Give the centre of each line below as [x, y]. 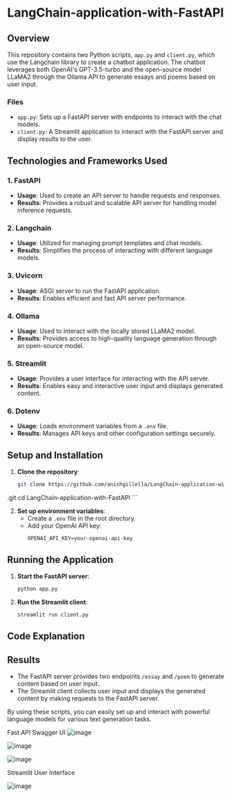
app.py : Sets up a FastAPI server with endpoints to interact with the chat [119, 117]
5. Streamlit [27, 363]
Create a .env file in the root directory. [81, 519]
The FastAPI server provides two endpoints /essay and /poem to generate [121, 676]
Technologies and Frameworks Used [87, 161]
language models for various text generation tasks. [79, 719]
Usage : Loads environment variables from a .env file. [92, 426]
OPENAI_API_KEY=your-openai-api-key [80, 539]
